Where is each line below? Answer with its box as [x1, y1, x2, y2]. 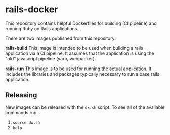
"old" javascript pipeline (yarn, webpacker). [5, 55, 96, 61]
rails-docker [5, 4, 58, 15]
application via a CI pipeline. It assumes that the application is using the [5, 50, 154, 56]
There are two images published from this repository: [5, 35, 116, 41]
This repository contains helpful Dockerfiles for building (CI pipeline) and [5, 20, 157, 26]
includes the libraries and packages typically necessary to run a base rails [5, 71, 160, 77]
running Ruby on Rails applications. [5, 25, 79, 31]
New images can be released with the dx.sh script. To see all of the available [5, 104, 165, 110]
